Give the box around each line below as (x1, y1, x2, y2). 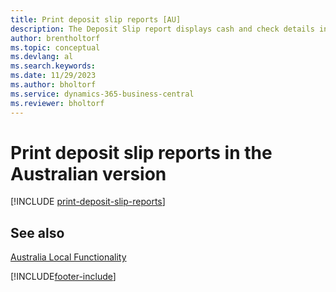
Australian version (10, 162, 167, 185)
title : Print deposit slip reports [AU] (10, 14, 182, 25)
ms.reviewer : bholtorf (10, 98, 105, 108)
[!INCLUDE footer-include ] (10, 271, 117, 283)
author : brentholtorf (10, 33, 101, 43)
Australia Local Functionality (10, 251, 127, 263)
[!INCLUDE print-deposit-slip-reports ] (10, 196, 166, 208)
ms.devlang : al (10, 52, 74, 62)
